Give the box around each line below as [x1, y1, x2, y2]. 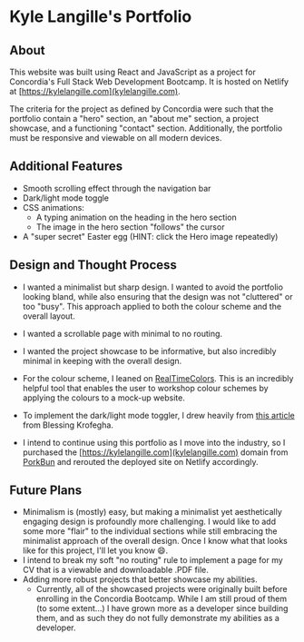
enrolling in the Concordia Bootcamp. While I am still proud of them [35, 593, 288, 605]
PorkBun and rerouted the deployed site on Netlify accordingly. [22, 456, 259, 467]
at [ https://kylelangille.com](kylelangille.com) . [9, 86, 181, 96]
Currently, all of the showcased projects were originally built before [35, 584, 288, 595]
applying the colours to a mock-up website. [22, 392, 186, 403]
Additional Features [9, 159, 123, 174]
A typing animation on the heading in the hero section [35, 212, 238, 222]
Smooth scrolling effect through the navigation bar [22, 183, 211, 193]
